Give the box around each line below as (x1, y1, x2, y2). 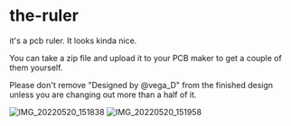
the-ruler (9, 5, 80, 26)
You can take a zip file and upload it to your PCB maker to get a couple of (9, 52, 282, 63)
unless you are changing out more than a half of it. (9, 89, 197, 100)
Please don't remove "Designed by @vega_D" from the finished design (9, 79, 274, 90)
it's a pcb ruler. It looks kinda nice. (9, 35, 137, 46)
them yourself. (9, 62, 63, 73)
